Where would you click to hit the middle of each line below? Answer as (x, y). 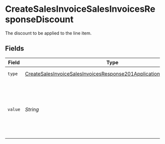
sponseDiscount (39, 19)
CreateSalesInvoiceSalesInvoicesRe (80, 9)
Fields (15, 48)
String (32, 109)
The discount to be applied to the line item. (48, 33)
